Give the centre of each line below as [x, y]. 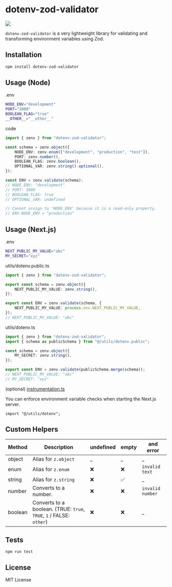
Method [18, 447]
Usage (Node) [28, 83]
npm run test [19, 552]
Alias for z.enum [51, 469]
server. [13, 404]
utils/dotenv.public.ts [27, 266]
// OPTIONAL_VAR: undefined [35, 199]
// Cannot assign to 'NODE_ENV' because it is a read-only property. [81, 209]
